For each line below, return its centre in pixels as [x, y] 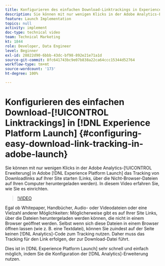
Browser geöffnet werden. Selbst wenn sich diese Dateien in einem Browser [82, 223]
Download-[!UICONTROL [57, 113]
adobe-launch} [37, 154]
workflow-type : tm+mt [27, 64]
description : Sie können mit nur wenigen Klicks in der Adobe [70, 14]
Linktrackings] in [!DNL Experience [78, 123]
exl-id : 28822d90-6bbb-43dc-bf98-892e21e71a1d [54, 55]
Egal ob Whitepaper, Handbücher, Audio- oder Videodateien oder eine [76, 208]
